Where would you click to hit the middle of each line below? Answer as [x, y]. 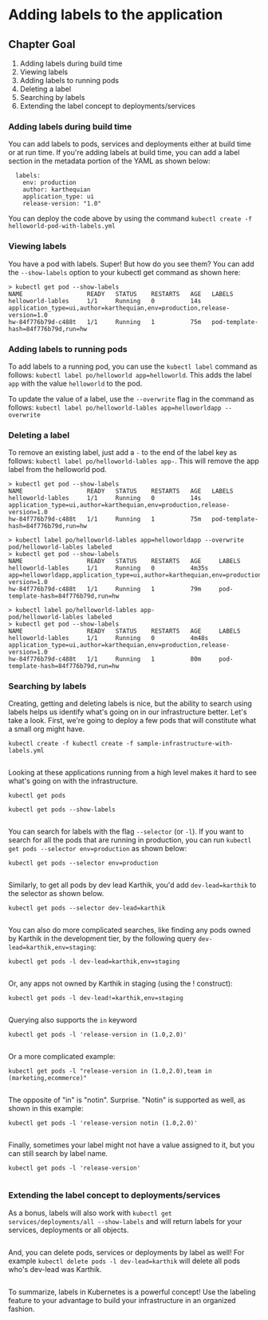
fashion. [22, 1309]
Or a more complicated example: [62, 1057]
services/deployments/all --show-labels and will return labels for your [125, 1221]
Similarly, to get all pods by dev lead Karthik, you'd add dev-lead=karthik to [132, 885]
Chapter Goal [42, 44]
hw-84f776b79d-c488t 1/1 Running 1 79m [105, 590]
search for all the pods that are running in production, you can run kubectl [130, 840]
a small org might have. [47, 729]
